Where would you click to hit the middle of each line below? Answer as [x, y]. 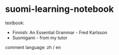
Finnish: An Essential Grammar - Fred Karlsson [60, 32]
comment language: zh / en [33, 47]
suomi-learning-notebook [59, 9]
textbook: [15, 23]
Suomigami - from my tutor [40, 38]
